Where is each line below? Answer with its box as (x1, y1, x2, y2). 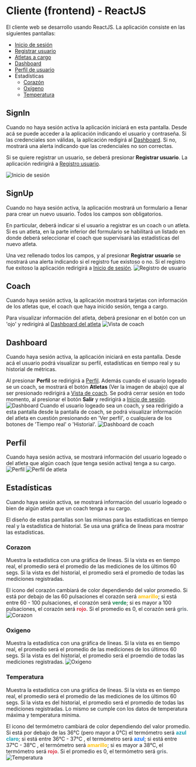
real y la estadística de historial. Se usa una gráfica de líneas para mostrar (6, 522, 184, 529)
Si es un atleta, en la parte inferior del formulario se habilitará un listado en (6, 228, 186, 235)
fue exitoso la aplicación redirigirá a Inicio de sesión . (6, 264, 133, 271)
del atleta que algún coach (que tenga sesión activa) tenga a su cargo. (6, 460, 176, 466)
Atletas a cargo (14, 53, 51, 60)
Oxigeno (6, 627, 31, 635)
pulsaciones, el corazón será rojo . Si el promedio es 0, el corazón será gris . (6, 605, 188, 613)
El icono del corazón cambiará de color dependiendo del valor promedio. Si (6, 587, 188, 594)
